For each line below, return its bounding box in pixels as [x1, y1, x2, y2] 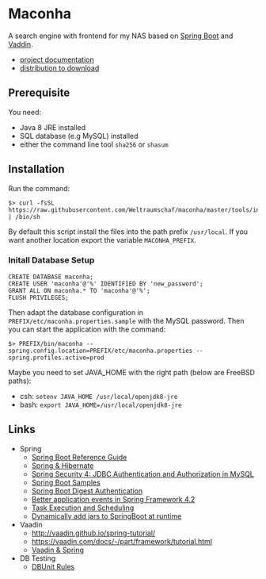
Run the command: [8, 183, 70, 193]
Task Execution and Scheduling [31, 503, 135, 512]
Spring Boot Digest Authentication [31, 485, 143, 496]
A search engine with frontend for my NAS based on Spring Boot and [8, 31, 234, 40]
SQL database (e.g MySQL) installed [19, 131, 139, 140]
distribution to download [19, 63, 100, 72]
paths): [8, 376, 32, 385]
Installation [8, 163, 65, 176]
